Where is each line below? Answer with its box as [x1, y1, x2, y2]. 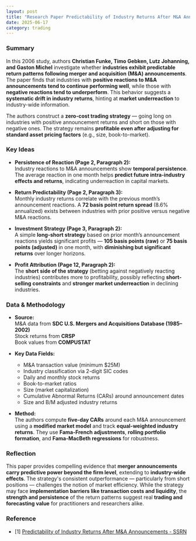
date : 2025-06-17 [6, 19, 48, 25]
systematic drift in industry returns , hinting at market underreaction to [6, 95, 180, 102]
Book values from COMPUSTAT [14, 339, 92, 346]
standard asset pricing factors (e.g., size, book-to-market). [6, 131, 150, 138]
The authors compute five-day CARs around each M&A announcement [14, 416, 186, 423]
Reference [6, 515, 36, 523]
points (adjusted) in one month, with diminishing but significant [14, 243, 171, 250]
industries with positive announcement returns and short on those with [6, 118, 176, 126]
